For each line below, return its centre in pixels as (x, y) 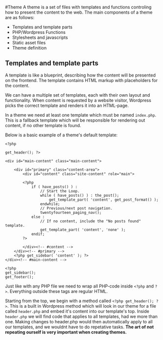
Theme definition (29, 48)
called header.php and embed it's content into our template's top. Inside (77, 311)
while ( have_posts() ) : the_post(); (80, 195)
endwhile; (50, 204)
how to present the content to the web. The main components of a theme (79, 12)
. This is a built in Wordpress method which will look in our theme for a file (82, 306)
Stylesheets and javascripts (40, 37)
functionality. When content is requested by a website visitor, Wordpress (78, 100)
